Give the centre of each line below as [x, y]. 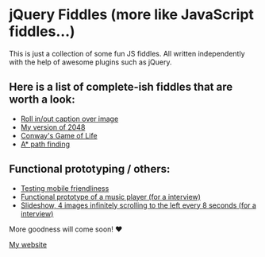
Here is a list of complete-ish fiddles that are [121, 87]
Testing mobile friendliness [65, 188]
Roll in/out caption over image [69, 119]
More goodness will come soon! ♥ [66, 229]
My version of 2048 [53, 127]
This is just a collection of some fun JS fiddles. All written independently [127, 53]
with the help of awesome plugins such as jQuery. [91, 62]
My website [28, 244]
